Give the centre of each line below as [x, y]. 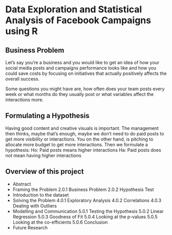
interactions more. [25, 100]
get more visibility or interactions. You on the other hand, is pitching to [79, 139]
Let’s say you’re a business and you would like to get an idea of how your [82, 62]
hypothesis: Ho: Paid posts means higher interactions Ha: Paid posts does [83, 150]
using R [21, 31]
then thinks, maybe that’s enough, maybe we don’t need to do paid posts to [85, 133]
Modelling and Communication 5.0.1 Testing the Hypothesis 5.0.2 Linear [88, 211]
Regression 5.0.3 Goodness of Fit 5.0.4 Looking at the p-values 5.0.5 [85, 217]
